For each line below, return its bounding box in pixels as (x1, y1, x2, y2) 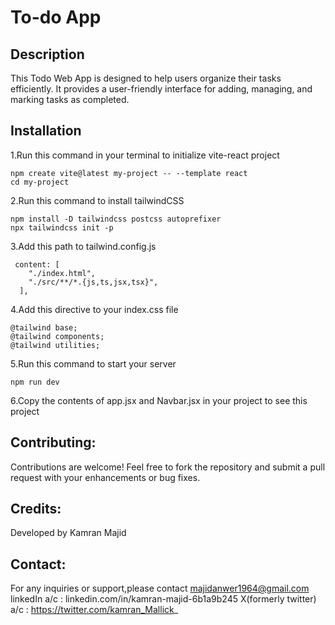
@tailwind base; (10, 322, 78, 333)
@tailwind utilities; (10, 340, 101, 350)
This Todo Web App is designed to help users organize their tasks (10, 72, 282, 84)
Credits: (10, 501, 62, 518)
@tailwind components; (10, 331, 105, 341)
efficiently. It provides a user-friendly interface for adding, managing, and (10, 83, 313, 95)
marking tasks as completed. (10, 94, 130, 105)
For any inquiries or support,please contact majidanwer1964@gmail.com (10, 582, 310, 595)
